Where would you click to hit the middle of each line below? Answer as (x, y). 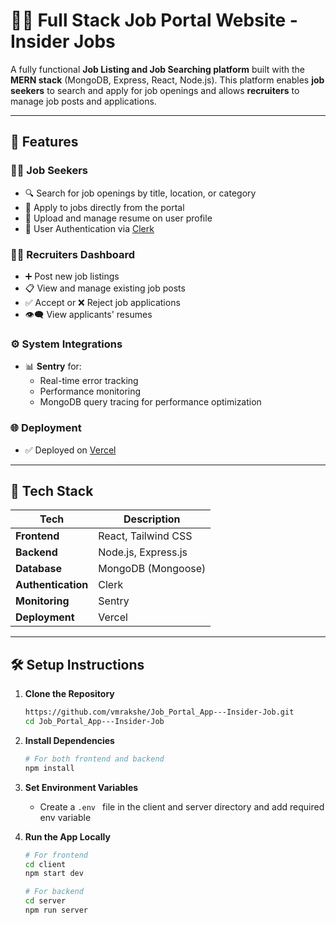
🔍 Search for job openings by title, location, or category (140, 193)
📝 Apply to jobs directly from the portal (104, 207)
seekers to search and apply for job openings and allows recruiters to (155, 90)
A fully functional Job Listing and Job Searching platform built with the (158, 69)
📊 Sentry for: (53, 366)
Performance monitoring (90, 391)
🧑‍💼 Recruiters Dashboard (73, 254)
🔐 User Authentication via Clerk (89, 228)
